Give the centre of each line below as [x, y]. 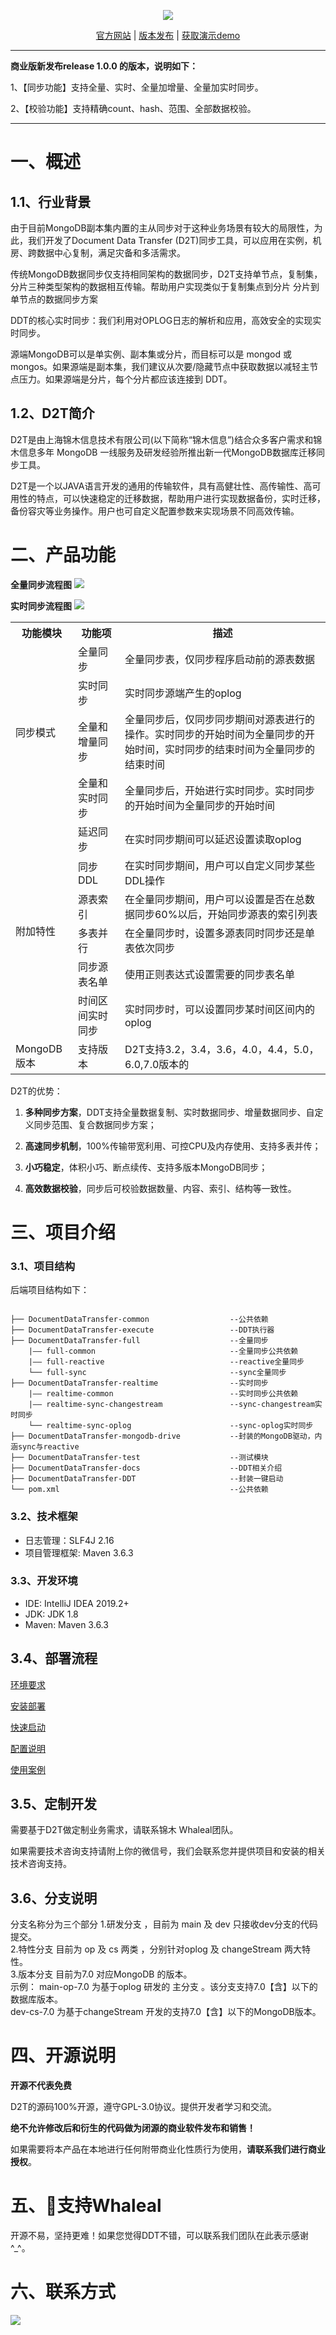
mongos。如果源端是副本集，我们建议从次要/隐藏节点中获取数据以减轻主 [160, 366]
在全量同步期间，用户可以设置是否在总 [214, 899]
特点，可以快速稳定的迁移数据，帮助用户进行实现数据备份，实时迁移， [181, 498]
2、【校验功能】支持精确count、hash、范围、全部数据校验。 [133, 108]
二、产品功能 [63, 555]
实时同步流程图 [41, 606]
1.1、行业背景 [51, 201]
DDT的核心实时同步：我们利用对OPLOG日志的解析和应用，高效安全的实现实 [166, 320]
